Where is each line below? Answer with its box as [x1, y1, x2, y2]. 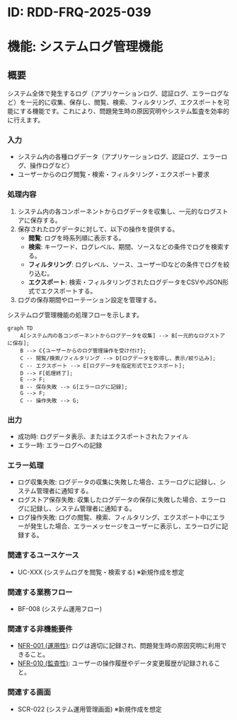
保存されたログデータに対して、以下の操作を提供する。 [17, 224, 179, 233]
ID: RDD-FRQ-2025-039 [7, 4, 151, 21]
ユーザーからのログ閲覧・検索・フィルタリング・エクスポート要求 [17, 170, 210, 179]
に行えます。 [7, 116, 45, 124]
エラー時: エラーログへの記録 [17, 441, 103, 450]
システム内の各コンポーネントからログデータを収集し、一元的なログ [17, 207, 216, 216]
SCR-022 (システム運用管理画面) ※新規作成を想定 [17, 704, 162, 713]
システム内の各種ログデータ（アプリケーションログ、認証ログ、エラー [17, 153, 221, 161]
